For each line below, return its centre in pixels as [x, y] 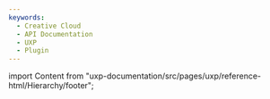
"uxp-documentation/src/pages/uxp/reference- [174, 76]
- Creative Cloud [49, 26]
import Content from [46, 76]
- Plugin [33, 51]
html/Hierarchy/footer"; [52, 86]
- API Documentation [55, 34]
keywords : [27, 17]
